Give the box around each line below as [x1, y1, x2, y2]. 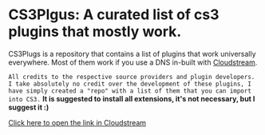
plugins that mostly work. [8, 22, 182, 41]
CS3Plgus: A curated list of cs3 [8, 6, 220, 24]
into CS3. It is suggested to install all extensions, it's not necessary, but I [8, 93, 255, 103]
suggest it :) [8, 102, 49, 112]
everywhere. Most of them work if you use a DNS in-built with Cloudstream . [8, 58, 258, 67]
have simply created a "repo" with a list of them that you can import [8, 86, 251, 95]
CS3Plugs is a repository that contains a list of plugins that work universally [8, 49, 257, 58]
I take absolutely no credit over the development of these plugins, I [8, 80, 251, 88]
